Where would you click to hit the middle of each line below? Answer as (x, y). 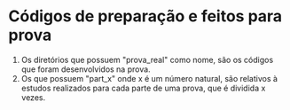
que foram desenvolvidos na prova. (86, 69)
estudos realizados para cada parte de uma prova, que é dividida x (143, 88)
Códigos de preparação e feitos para (145, 16)
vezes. (33, 97)
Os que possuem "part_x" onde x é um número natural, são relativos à (149, 78)
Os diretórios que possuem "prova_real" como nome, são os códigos (147, 59)
